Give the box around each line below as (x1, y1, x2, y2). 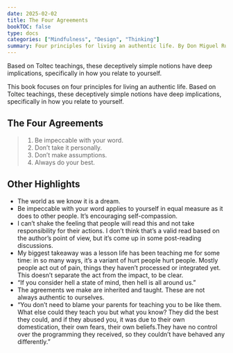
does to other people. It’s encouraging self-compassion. (17, 212, 178, 220)
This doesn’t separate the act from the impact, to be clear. (17, 271, 184, 279)
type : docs (7, 29, 39, 37)
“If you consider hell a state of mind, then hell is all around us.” (17, 278, 196, 286)
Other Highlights (7, 178, 80, 190)
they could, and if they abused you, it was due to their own (17, 315, 185, 324)
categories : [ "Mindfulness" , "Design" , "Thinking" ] (7, 36, 159, 43)
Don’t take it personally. (34, 143, 103, 152)
